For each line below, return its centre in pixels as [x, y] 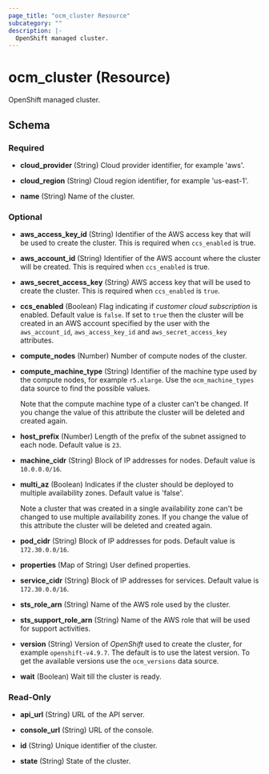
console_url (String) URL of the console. [87, 730]
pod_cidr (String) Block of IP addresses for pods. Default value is [127, 541]
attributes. [37, 340]
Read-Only [30, 697]
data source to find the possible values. [85, 388]
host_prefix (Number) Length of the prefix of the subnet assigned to [133, 436]
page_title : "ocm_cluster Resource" [69, 16]
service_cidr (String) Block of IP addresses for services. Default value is [139, 580]
